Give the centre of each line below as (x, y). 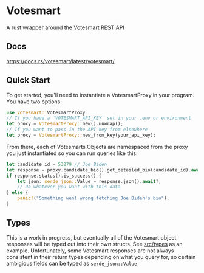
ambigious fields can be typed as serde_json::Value (72, 263)
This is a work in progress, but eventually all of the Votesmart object (91, 237)
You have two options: (34, 102)
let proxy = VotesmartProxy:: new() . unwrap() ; (65, 124)
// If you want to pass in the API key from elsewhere (77, 130)
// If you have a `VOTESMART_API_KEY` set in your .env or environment (99, 118)
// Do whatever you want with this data (69, 187)
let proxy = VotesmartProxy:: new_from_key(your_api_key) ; (81, 135)
